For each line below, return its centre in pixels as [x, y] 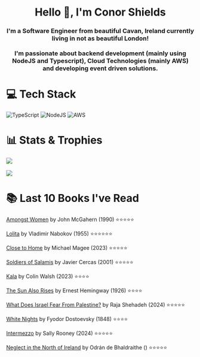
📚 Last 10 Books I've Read [73, 199]
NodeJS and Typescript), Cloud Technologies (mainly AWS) [100, 61]
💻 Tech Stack [41, 94]
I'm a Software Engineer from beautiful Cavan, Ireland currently [100, 31]
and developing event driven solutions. [100, 68]
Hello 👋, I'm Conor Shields [100, 12]
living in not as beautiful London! [100, 38]
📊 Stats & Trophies [54, 140]
